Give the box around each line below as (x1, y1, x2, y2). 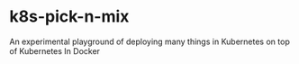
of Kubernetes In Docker (9, 45, 101, 56)
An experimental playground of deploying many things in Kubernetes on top (9, 36, 290, 47)
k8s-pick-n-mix (9, 6, 130, 27)
